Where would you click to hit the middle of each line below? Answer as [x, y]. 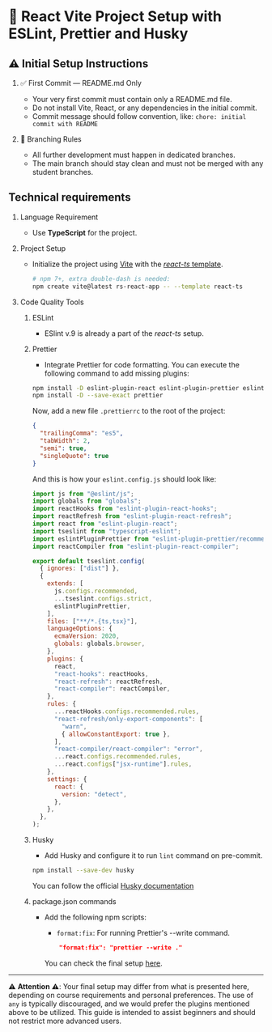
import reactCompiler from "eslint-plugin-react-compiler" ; [136, 546]
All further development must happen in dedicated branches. [134, 155]
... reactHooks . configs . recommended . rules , [127, 711]
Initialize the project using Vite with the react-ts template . [127, 264]
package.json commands [74, 901]
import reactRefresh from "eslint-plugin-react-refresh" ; [132, 516]
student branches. [63, 172]
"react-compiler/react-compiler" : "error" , [129, 749]
